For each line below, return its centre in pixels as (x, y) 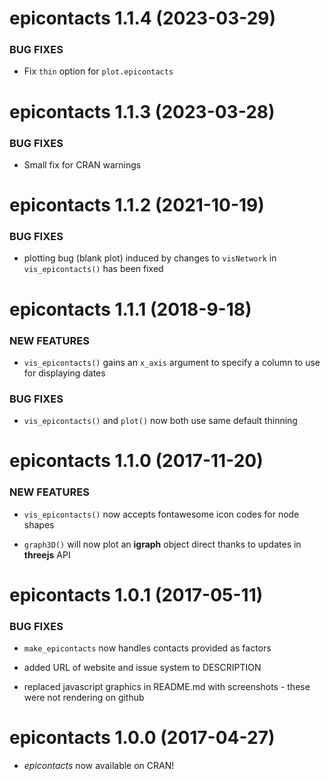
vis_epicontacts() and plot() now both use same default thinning (160, 421)
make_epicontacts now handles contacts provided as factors (147, 648)
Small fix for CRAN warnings (82, 164)
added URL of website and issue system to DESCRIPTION (142, 668)
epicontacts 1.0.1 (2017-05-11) (136, 594)
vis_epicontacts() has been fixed (93, 269)
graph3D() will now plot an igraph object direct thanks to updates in (162, 544)
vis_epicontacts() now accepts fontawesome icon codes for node (161, 514)
